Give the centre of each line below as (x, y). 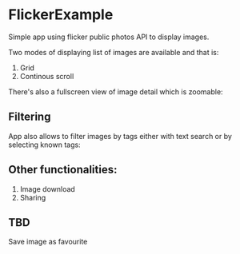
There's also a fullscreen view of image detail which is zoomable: (116, 91)
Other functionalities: (63, 170)
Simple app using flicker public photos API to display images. (109, 37)
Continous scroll (47, 76)
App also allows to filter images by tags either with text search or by (120, 136)
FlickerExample (61, 15)
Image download (48, 189)
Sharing (33, 197)
